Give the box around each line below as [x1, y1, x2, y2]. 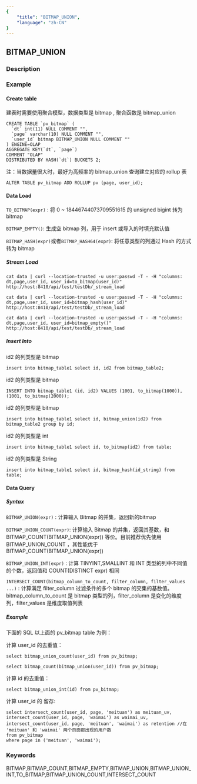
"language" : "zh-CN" [16, 19, 67, 25]
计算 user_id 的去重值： [6, 642, 63, 649]
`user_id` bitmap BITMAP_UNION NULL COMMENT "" [11, 136, 131, 142]
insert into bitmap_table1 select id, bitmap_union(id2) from [6, 416, 162, 422]
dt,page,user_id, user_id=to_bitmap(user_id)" [6, 279, 122, 285]
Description [6, 64, 41, 73]
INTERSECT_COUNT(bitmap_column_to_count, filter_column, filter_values [6, 579, 185, 585]
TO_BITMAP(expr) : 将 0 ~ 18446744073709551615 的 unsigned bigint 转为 [6, 206, 183, 213]
